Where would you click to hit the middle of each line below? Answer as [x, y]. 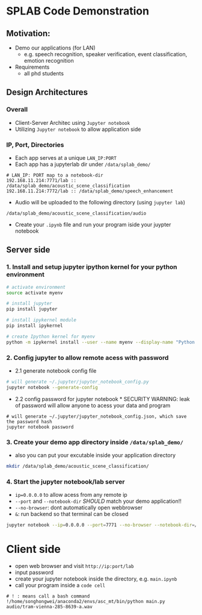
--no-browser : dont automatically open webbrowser [79, 508]
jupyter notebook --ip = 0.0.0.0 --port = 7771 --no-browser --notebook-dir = [101, 525]
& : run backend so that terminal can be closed [72, 514]
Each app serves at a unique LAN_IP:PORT [66, 157]
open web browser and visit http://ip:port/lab [74, 566]
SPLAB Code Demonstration [78, 11]
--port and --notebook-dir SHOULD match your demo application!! [98, 501]
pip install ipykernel [35, 326]
